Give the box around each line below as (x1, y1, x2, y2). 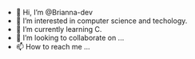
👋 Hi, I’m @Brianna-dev (15, 8, 94, 17)
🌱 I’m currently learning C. (15, 25, 102, 33)
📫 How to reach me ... (15, 42, 90, 51)
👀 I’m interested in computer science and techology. (15, 16, 188, 26)
